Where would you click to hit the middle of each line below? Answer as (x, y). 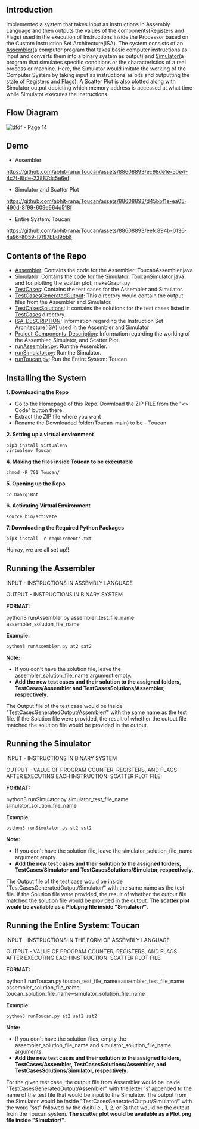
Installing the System (46, 378)
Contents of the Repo (46, 256)
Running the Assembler (51, 569)
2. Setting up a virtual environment (50, 435)
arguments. (29, 1051)
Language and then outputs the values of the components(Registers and (95, 30)
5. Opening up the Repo (36, 484)
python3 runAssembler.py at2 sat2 (49, 646)
